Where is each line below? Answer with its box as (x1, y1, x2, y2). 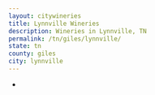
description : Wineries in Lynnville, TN (8, 27, 148, 35)
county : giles (8, 50, 57, 58)
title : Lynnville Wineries (8, 19, 100, 28)
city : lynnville (8, 58, 63, 66)
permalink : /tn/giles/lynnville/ (8, 34, 122, 43)
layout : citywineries (8, 11, 82, 20)
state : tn (8, 42, 42, 50)
